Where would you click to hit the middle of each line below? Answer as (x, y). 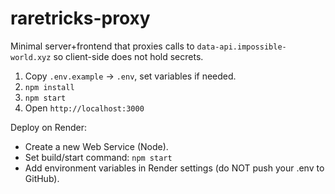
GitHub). (42, 178)
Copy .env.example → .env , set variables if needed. (130, 76)
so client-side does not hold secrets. (128, 56)
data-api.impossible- (241, 47)
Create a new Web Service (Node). (96, 146)
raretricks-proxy (80, 18)
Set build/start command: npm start (98, 157)
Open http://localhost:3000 (84, 108)
